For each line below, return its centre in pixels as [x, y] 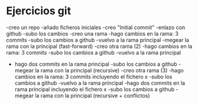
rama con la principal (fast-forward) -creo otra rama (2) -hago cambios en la [99, 46]
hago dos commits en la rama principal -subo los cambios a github [96, 64]
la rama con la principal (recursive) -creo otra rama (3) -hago [110, 70]
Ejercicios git [39, 11]
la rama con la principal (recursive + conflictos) [92, 96]
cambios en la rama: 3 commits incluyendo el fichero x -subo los [93, 77]
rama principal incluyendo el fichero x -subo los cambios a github [95, 89]
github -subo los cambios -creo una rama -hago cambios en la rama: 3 [92, 33]
